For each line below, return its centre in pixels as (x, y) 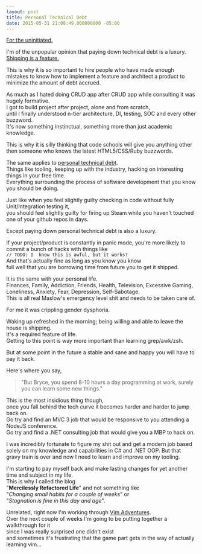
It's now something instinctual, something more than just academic (90, 127)
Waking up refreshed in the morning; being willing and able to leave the (95, 322)
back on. (17, 413)
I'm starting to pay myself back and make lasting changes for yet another (97, 469)
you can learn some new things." (62, 389)
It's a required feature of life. (42, 334)
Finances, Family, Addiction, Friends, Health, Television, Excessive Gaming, (100, 285)
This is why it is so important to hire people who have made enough (90, 70)
